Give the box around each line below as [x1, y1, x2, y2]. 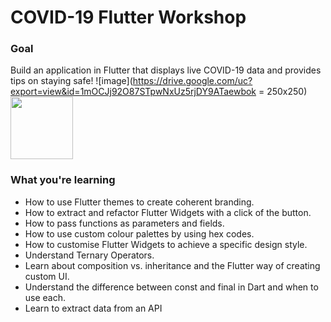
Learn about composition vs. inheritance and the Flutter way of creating [24, 259, 321, 271]
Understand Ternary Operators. [24, 249, 155, 261]
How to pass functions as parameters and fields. [24, 217, 225, 229]
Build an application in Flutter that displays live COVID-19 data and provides [10, 64, 322, 76]
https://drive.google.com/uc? [132, 75, 253, 87]
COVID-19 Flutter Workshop [10, 6, 247, 29]
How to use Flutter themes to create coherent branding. [24, 196, 255, 208]
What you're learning [10, 173, 116, 187]
